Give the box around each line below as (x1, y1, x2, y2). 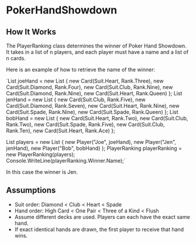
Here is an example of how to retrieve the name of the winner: (6, 66, 156, 73)
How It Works (6, 27, 57, 37)
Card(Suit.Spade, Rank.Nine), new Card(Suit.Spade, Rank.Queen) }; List (6, 109, 178, 115)
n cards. (6, 55, 26, 61)
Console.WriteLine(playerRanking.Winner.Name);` (6, 157, 126, 164)
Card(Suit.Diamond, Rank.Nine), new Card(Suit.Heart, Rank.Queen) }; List (6, 90, 183, 97)
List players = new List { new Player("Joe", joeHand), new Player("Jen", (6, 139, 177, 145)
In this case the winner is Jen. (6, 169, 78, 176)
